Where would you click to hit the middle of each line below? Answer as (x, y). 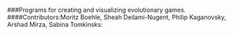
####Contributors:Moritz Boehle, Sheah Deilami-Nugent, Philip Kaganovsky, (116, 17)
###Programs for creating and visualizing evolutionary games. (97, 10)
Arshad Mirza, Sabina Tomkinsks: (55, 24)
